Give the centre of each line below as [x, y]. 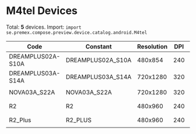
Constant [99, 46]
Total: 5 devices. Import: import [44, 27]
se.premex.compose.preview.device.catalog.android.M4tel [77, 32]
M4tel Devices [42, 11]
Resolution [152, 46]
